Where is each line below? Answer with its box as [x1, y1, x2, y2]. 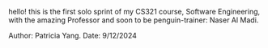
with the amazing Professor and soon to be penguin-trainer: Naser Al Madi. [8, 15, 259, 25]
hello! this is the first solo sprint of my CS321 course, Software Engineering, [8, 7, 261, 16]
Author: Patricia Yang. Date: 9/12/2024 [8, 31, 138, 40]
